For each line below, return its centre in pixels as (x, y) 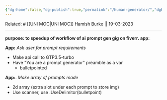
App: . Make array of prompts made (42, 77)
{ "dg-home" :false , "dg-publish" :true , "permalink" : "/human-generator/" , (80, 10)
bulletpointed (33, 68)
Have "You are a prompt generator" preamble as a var (68, 62)
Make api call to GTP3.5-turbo (43, 57)
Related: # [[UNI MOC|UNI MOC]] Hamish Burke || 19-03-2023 (69, 24)
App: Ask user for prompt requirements (45, 48)
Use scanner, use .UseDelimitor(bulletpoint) (57, 92)
